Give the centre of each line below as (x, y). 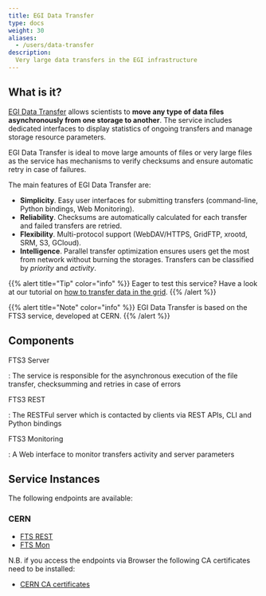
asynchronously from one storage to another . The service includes (120, 120)
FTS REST (36, 536)
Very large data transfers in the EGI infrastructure (106, 61)
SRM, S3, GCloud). (51, 242)
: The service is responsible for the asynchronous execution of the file (123, 375)
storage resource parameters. (57, 137)
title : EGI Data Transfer (51, 16)
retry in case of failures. (47, 169)
